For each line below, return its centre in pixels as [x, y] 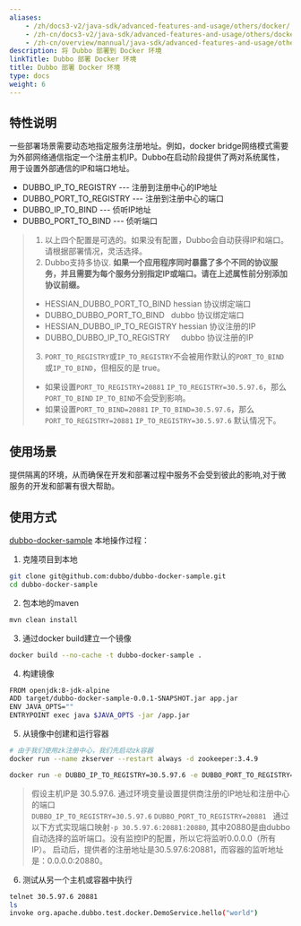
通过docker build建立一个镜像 [77, 638]
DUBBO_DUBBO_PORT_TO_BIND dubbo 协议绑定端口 [144, 316]
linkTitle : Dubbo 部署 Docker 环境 [73, 59]
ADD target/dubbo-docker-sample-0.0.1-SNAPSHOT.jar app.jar [124, 699]
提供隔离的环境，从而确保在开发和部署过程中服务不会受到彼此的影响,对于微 [148, 475]
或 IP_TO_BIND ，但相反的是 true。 [105, 368]
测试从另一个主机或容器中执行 [77, 879]
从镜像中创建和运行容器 [65, 734]
